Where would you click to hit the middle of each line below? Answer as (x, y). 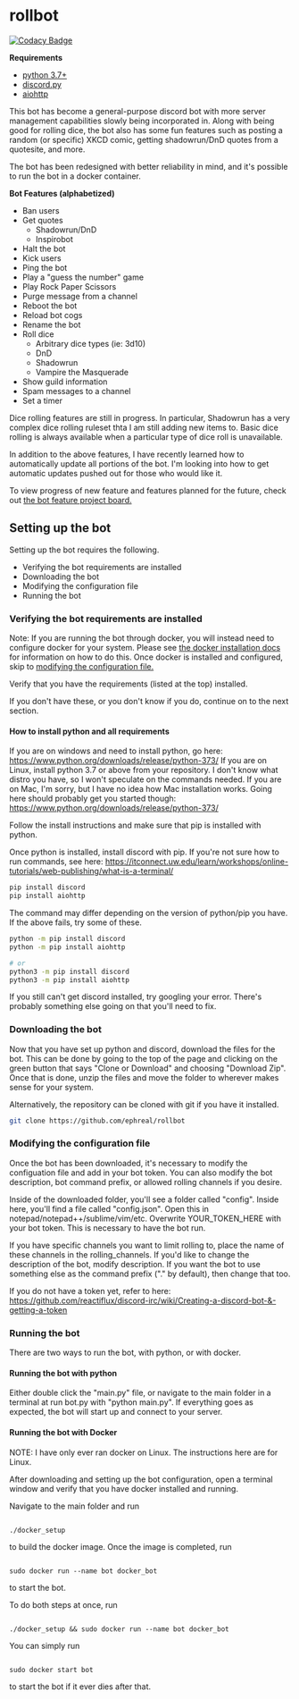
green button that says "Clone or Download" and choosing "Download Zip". (148, 1068)
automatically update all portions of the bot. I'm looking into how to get (139, 463)
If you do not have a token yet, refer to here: (90, 1291)
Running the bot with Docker (63, 1432)
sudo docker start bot (51, 1670)
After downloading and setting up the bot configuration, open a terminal (141, 1479)
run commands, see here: (57, 862)
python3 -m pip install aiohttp (69, 980)
